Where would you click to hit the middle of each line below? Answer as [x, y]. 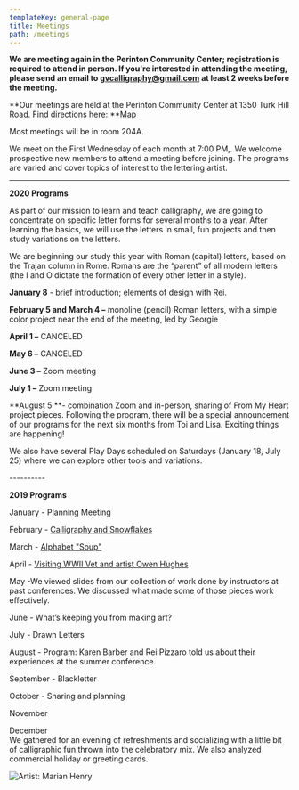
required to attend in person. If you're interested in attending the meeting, [148, 69]
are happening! [37, 434]
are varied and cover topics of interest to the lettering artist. [119, 168]
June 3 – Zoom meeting [53, 371]
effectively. [30, 600]
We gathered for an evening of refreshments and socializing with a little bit [145, 740]
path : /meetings [39, 34]
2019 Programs [38, 495]
